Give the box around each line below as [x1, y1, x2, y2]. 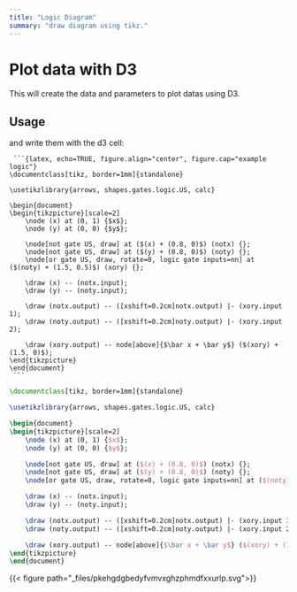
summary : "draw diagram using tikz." [9, 21, 148, 30]
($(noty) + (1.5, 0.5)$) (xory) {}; [9, 263, 144, 273]
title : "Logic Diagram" [9, 12, 97, 22]
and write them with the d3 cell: [9, 138, 125, 149]
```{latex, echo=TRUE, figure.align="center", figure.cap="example [12, 155, 267, 164]
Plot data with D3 [9, 59, 138, 80]
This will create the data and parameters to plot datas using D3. [9, 88, 240, 99]
